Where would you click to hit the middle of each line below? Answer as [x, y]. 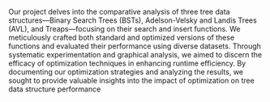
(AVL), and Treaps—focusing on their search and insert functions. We [124, 29]
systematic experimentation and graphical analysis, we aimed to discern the [135, 55]
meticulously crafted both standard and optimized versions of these [122, 37]
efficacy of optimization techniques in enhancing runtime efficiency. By [127, 63]
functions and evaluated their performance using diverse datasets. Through [135, 46]
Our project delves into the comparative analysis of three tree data [119, 12]
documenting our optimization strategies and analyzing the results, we [126, 72]
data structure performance [55, 89]
